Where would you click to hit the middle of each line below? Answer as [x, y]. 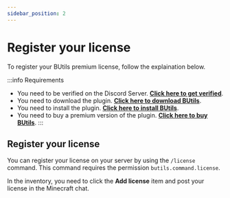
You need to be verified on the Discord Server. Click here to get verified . [120, 93]
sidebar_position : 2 [37, 13]
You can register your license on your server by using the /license [101, 161]
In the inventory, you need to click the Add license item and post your [106, 181]
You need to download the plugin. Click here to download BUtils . [109, 100]
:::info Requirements [35, 80]
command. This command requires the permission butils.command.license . [114, 168]
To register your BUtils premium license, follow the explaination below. [106, 67]
